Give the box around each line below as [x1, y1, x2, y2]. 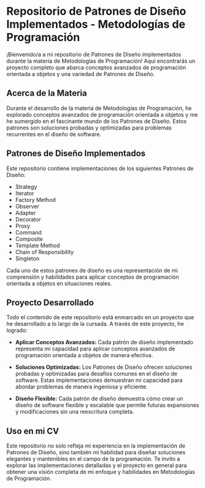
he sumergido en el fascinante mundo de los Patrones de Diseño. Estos [6, 117, 187, 125]
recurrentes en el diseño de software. [6, 130, 101, 137]
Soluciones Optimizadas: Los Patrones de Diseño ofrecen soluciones [15, 363, 193, 371]
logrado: [6, 327, 28, 334]
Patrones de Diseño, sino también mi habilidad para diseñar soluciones [6, 449, 186, 456]
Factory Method [15, 196, 56, 203]
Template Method [15, 241, 60, 249]
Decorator [15, 215, 41, 223]
